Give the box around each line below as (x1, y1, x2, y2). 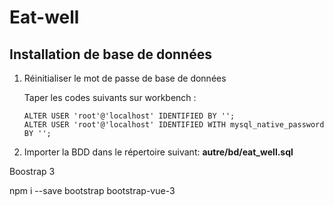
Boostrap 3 (9, 166, 56, 177)
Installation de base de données (9, 46, 212, 63)
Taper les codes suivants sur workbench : (23, 92, 197, 103)
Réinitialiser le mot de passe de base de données (23, 72, 227, 84)
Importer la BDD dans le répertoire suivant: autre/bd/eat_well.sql (23, 146, 294, 158)
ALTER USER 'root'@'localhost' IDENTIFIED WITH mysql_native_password (23, 120, 325, 130)
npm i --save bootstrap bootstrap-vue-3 (9, 185, 176, 196)
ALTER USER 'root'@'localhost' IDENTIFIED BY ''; (23, 111, 236, 121)
